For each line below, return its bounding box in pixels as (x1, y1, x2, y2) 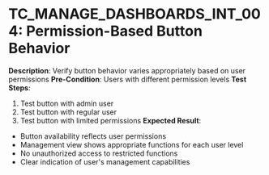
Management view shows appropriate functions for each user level (19, 140, 244, 149)
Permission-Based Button (25, 22, 203, 40)
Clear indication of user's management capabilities (19, 156, 190, 166)
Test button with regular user (19, 106, 117, 117)
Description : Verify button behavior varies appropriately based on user (8, 65, 246, 75)
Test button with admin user (19, 98, 114, 108)
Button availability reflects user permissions (19, 131, 167, 141)
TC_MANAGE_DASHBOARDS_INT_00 (8, 5, 261, 23)
